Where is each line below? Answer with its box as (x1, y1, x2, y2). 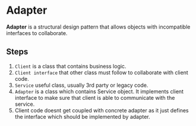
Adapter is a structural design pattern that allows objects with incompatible (6, 23, 191, 30)
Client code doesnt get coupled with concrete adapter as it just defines (14, 106, 189, 114)
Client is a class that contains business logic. (14, 62, 127, 70)
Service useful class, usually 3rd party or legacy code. (14, 81, 148, 89)
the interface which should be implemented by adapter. (14, 113, 150, 120)
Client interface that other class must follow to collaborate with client (14, 69, 188, 76)
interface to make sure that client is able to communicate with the (14, 94, 175, 101)
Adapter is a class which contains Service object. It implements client (14, 87, 184, 95)
